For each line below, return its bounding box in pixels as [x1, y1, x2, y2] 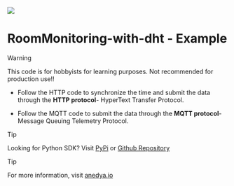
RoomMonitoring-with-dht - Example [7, 31, 228, 47]
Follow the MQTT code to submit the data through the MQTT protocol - [17, 109, 222, 117]
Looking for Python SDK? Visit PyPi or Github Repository [7, 143, 170, 152]
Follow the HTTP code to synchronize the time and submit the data [17, 88, 211, 96]
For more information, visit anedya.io [7, 171, 113, 179]
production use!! [7, 74, 55, 83]
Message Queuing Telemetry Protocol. [17, 116, 129, 125]
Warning [7, 53, 32, 62]
